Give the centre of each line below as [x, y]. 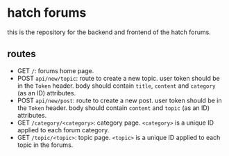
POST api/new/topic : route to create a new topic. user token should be [118, 78]
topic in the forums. [45, 145]
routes [22, 54]
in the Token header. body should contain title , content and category [116, 86]
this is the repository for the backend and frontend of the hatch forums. [109, 32]
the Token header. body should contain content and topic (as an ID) [113, 108]
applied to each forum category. [63, 130]
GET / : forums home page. [56, 70]
